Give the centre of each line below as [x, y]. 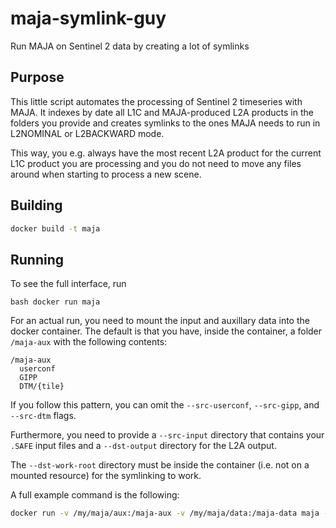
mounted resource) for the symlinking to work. [106, 476]
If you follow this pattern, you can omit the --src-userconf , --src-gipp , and [165, 405]
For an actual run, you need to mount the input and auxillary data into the [160, 321]
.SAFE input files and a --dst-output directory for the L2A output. [143, 446]
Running [37, 259]
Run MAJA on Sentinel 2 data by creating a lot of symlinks [130, 46]
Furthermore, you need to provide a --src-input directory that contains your [167, 435]
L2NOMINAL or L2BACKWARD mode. [87, 133]
